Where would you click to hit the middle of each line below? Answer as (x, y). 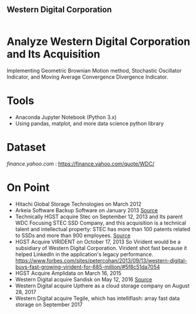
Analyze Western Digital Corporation (99, 41)
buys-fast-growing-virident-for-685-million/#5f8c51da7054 (88, 267)
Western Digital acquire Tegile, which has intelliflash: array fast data (97, 298)
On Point (28, 187)
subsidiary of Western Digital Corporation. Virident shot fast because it (101, 248)
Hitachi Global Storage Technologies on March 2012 (78, 204)
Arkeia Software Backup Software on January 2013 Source (87, 210)
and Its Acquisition (54, 54)
